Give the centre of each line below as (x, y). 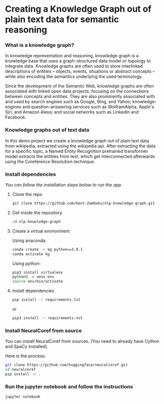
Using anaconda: (29, 240)
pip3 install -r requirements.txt (47, 318)
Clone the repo (27, 194)
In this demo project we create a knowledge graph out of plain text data (77, 141)
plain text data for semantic (62, 19)
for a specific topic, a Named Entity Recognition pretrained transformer (77, 151)
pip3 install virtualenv (37, 272)
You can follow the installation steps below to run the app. (64, 185)
